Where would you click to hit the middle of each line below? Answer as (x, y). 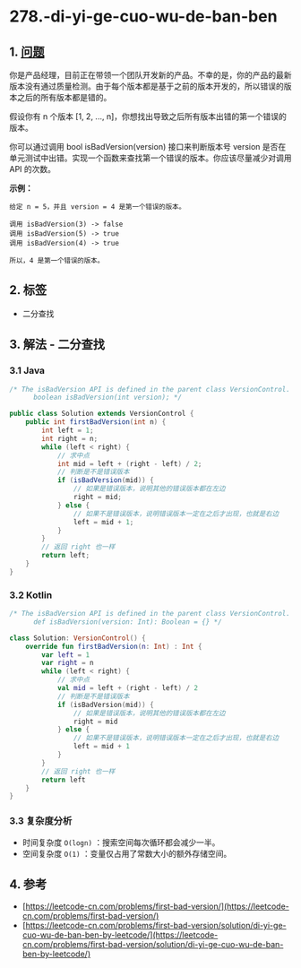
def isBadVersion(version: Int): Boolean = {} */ (127, 622)
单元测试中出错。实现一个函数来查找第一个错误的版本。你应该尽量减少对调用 (150, 158)
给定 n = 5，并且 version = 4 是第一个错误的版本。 (98, 207)
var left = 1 (66, 655)
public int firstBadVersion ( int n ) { (96, 422)
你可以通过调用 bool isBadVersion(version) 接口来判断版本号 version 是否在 (148, 147)
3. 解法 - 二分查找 (57, 345)
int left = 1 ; (68, 430)
